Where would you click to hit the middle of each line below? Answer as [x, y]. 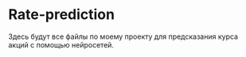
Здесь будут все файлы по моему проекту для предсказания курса [123, 36]
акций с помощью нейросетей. [61, 44]
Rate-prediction [62, 15]
